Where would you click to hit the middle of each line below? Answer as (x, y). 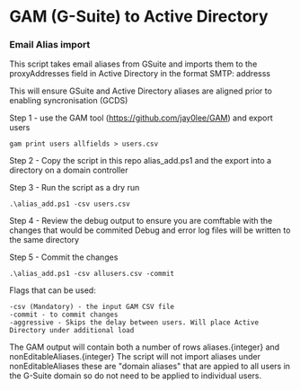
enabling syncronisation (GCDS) (69, 101)
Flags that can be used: (53, 290)
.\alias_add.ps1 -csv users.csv (70, 204)
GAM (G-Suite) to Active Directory (139, 17)
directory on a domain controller (69, 170)
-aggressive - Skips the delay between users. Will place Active (134, 323)
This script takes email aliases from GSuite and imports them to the (133, 64)
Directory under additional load (72, 331)
